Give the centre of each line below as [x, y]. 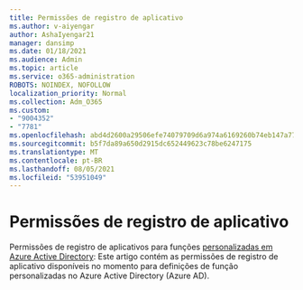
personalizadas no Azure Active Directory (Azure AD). [110, 276]
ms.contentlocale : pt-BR [56, 160]
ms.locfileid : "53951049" [58, 177]
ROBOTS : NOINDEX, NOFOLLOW [60, 85]
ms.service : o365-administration [72, 77]
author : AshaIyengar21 [52, 34]
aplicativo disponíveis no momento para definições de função [124, 267]
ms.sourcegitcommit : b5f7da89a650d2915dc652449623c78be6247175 [131, 144]
